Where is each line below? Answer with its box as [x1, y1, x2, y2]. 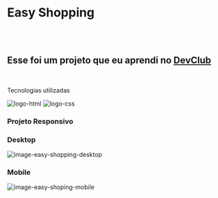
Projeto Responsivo [7, 116, 73, 126]
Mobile [7, 167, 31, 177]
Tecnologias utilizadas [7, 86, 71, 94]
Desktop [7, 135, 36, 145]
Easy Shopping [7, 5, 95, 21]
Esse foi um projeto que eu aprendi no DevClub [7, 55, 211, 66]
